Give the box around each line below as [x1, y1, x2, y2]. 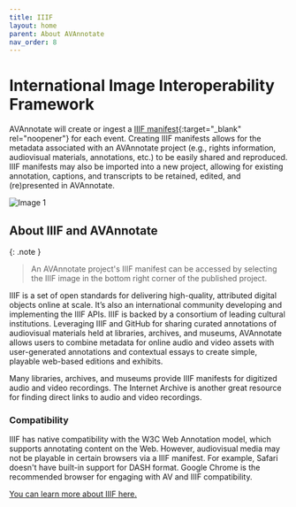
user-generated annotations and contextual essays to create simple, [9, 347, 258, 357]
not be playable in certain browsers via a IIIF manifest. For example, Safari [9, 453, 278, 464]
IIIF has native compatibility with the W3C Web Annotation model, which [9, 434, 272, 445]
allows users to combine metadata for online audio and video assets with [9, 337, 275, 348]
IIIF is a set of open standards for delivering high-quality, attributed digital [9, 290, 277, 301]
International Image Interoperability [9, 76, 276, 96]
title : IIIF [9, 12, 53, 22]
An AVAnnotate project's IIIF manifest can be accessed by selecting [30, 264, 277, 274]
